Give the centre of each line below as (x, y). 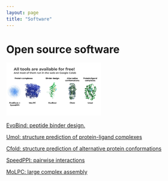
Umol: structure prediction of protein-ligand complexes (74, 137)
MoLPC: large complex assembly (47, 172)
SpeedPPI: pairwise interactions (46, 160)
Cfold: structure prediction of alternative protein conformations (84, 149)
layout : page (22, 13)
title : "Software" (29, 19)
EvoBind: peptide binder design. (46, 125)
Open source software (63, 49)
